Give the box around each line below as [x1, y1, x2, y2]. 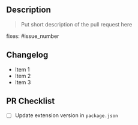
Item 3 [14, 78, 31, 86]
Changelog [6, 50, 49, 60]
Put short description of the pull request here [20, 20, 133, 28]
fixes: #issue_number [6, 32, 59, 40]
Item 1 [14, 66, 30, 73]
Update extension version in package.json [14, 112, 118, 119]
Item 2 [14, 72, 31, 79]
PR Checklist [6, 96, 55, 106]
